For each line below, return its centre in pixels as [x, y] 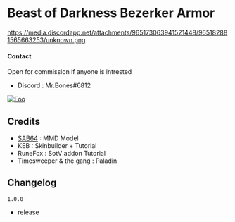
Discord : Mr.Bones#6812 [54, 85]
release [28, 212]
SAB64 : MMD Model [48, 138]
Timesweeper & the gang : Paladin [67, 161]
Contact [19, 56]
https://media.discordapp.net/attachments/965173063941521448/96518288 [118, 32]
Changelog [32, 183]
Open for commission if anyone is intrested [70, 72]
